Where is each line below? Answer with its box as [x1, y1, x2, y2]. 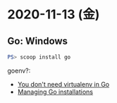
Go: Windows [7, 35, 68, 47]
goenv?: [7, 66, 31, 75]
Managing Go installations [17, 87, 94, 96]
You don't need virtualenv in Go [17, 80, 110, 88]
